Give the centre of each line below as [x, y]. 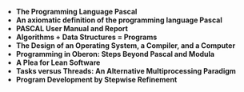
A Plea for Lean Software [58, 62]
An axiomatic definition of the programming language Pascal [119, 20]
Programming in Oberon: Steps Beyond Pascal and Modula [115, 54]
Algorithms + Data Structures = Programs [86, 37]
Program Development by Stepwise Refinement [96, 80]
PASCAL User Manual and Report [72, 28]
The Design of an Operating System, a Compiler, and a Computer [126, 46]
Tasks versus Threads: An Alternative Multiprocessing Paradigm [126, 71]
